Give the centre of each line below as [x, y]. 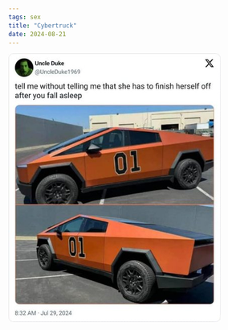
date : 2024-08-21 [37, 34]
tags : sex [25, 17]
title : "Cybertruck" [43, 25]
